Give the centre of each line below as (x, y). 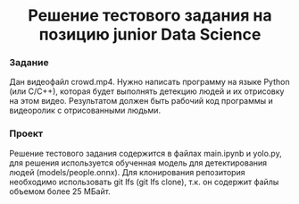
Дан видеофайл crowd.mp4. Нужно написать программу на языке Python (149, 82)
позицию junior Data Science (150, 34)
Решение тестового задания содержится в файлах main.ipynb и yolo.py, (146, 153)
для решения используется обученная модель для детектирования (138, 163)
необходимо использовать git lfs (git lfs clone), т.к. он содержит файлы (144, 182)
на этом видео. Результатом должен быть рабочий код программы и (141, 101)
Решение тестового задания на (150, 16)
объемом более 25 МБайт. (60, 191)
